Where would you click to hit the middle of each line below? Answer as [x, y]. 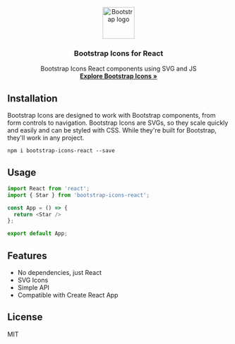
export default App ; [38, 234]
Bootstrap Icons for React [119, 53]
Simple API [33, 287]
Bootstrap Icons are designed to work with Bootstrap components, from [112, 116]
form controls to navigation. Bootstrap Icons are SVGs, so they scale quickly [118, 123]
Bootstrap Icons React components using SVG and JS [119, 69]
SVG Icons [33, 280]
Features [27, 256]
